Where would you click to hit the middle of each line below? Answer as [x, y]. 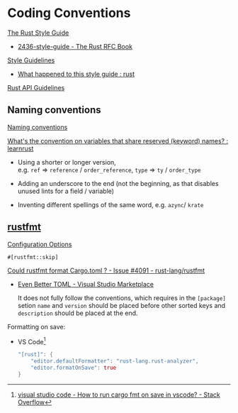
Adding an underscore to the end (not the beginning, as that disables [118, 183]
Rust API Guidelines [36, 87]
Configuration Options [40, 244]
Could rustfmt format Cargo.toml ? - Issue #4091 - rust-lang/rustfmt [106, 270]
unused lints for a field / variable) [66, 191]
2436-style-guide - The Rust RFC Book [75, 46]
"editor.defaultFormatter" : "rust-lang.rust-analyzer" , [115, 361]
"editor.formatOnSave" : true [74, 368]
